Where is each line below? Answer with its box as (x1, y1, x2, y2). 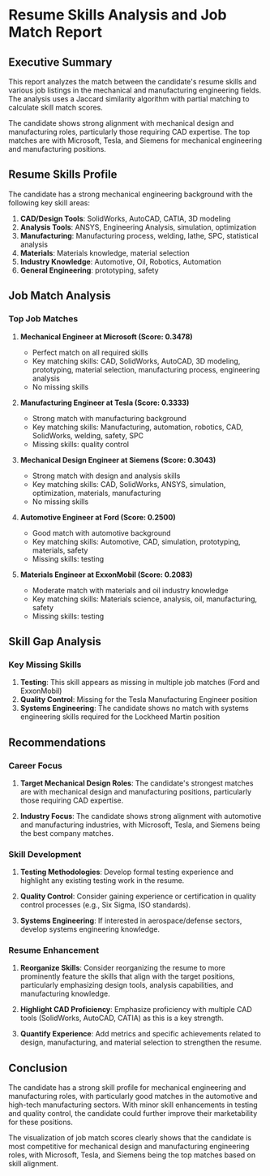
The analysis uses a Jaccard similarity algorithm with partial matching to (8, 94, 250, 103)
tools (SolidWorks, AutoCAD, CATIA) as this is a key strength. (19, 1013, 225, 1023)
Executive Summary (8, 55, 113, 69)
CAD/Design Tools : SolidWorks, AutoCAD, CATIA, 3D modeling (19, 213, 231, 223)
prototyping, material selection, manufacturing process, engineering (32, 364, 260, 374)
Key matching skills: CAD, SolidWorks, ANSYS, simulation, (32, 479, 226, 489)
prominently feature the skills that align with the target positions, (19, 971, 235, 981)
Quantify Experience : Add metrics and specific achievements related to (19, 1029, 262, 1039)
